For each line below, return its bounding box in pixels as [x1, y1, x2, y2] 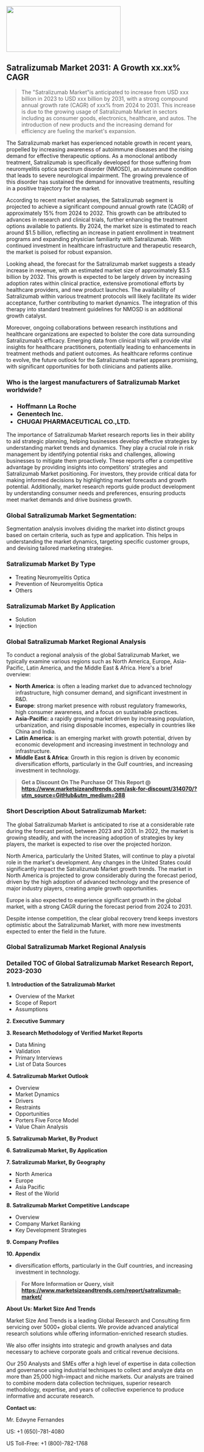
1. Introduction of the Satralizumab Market [6, 980, 116, 988]
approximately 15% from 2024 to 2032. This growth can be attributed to [6, 209, 187, 217]
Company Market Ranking [15, 1219, 81, 1227]
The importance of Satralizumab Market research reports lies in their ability [6, 431, 195, 439]
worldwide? [6, 385, 42, 394]
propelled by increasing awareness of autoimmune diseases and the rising [6, 145, 193, 153]
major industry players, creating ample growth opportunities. [6, 884, 158, 892]
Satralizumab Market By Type [6, 560, 96, 568]
